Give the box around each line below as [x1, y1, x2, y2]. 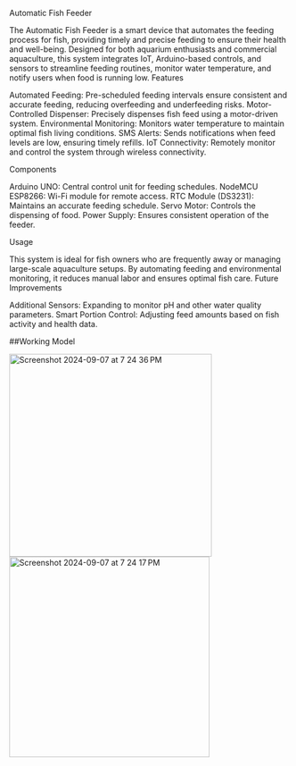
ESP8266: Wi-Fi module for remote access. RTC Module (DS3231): [9, 191, 254, 201]
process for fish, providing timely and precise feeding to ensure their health [9, 35, 287, 45]
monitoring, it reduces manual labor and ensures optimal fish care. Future [9, 273, 279, 283]
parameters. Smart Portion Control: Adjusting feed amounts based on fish [9, 309, 280, 320]
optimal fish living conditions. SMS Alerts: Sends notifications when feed [9, 128, 276, 138]
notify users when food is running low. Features [9, 72, 185, 83]
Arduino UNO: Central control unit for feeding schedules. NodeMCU [9, 181, 259, 191]
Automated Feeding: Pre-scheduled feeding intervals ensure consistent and [9, 89, 288, 100]
